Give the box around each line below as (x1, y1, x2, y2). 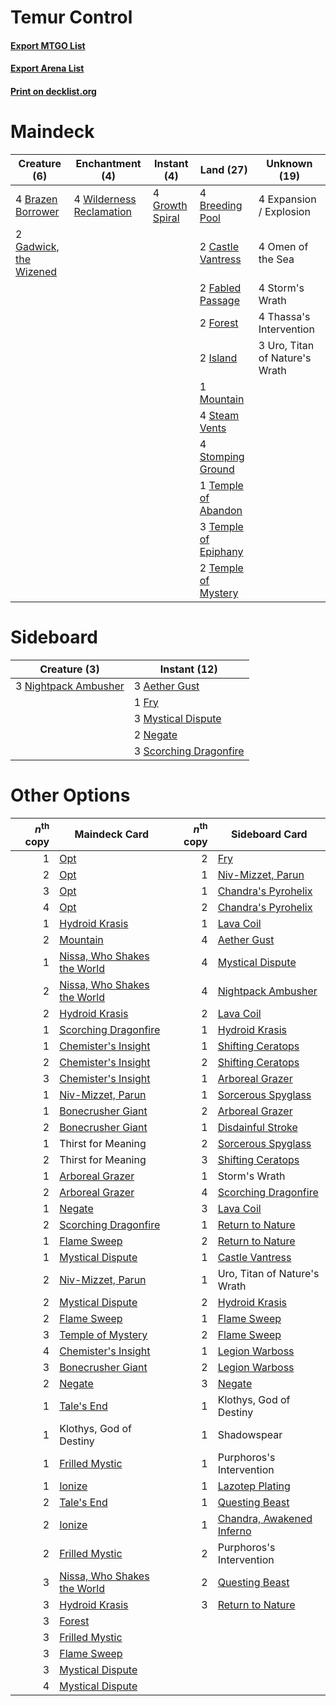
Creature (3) (39, 662, 100, 676)
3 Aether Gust (133, 679, 200, 693)
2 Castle (199, 239, 239, 253)
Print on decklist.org (10, 85, 97, 97)
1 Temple (199, 478, 244, 492)
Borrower (15, 204, 60, 218)
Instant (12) (159, 662, 218, 676)
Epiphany (199, 544, 244, 558)
